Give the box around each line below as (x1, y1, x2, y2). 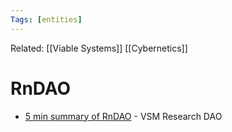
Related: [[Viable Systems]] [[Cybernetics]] (10, 42, 188, 54)
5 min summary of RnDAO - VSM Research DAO (24, 110, 223, 122)
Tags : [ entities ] (10, 14, 83, 25)
